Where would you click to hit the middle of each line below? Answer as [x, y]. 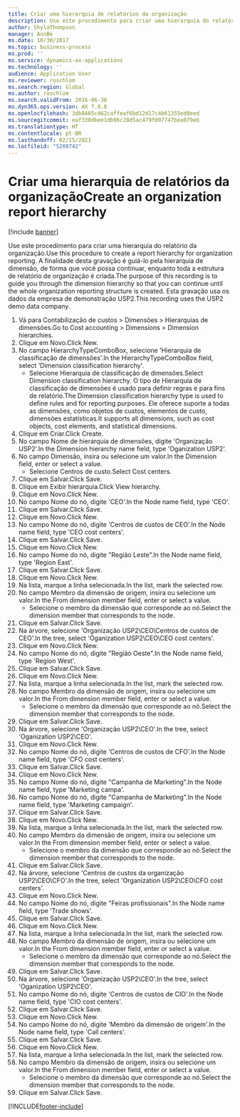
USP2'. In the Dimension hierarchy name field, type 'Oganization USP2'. [122, 449]
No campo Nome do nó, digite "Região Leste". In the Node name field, [120, 555]
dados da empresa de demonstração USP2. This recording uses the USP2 [116, 299]
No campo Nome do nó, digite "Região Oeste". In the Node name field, [121, 654]
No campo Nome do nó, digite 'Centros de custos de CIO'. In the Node [121, 994]
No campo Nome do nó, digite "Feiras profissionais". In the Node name [121, 903]
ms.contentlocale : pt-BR [45, 133]
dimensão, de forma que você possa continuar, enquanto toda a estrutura [116, 269]
